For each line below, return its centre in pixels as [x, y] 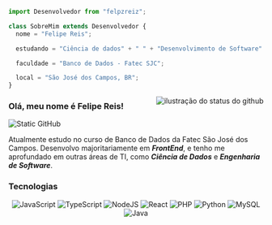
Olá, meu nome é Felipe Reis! [66, 106]
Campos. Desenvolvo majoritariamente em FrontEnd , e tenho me [117, 148]
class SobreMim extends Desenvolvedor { [78, 26]
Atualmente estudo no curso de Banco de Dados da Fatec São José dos [128, 140]
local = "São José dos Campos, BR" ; [77, 78]
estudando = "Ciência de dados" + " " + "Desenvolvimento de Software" [139, 49]
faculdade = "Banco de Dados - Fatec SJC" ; [90, 63]
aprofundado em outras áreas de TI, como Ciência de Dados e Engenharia [134, 157]
